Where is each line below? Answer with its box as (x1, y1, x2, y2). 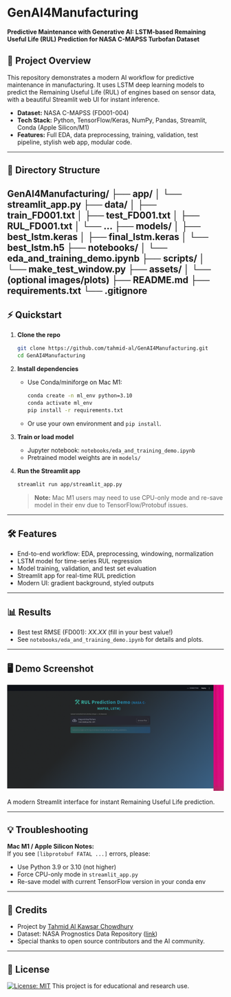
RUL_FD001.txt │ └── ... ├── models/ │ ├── (7, 220, 201, 232)
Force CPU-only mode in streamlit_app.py (16, 870, 139, 878)
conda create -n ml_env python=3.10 (27, 392, 133, 399)
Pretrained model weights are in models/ (27, 453, 141, 461)
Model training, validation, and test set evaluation (16, 564, 157, 573)
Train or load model (16, 432, 74, 441)
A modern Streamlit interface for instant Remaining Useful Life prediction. (7, 798, 215, 806)
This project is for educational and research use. (52, 982, 190, 990)
